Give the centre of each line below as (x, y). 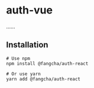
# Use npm (18, 58)
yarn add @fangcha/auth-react (43, 79)
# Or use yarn (24, 74)
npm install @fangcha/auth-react (47, 63)
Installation (27, 45)
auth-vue (30, 10)
